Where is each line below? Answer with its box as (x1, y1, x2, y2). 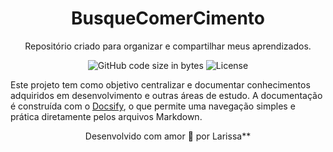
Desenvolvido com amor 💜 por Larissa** (84, 130, 252, 142)
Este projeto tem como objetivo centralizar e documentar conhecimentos (10, 78, 311, 91)
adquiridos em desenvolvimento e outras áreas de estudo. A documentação (10, 89, 323, 101)
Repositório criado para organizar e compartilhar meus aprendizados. (24, 40, 312, 52)
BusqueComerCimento (70, 7, 266, 30)
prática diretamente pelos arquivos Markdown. (10, 110, 203, 122)
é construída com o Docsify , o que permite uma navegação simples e (10, 100, 296, 112)
